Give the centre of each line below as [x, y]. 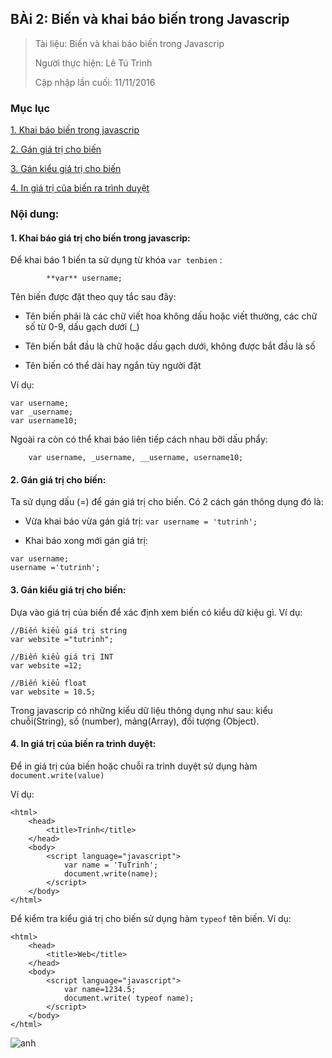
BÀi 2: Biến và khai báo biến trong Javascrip [150, 19]
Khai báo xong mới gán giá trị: [86, 541]
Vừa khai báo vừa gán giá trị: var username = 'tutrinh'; [141, 521]
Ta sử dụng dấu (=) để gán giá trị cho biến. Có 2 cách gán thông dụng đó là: [167, 502]
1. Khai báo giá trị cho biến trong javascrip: [100, 238]
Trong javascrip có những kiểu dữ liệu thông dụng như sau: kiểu [141, 710]
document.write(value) [57, 775]
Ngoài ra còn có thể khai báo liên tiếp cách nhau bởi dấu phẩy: [139, 439]
